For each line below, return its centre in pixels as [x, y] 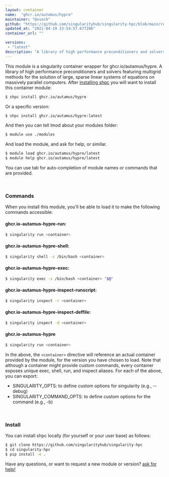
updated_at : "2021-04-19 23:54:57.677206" [50, 29]
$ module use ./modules [30, 135]
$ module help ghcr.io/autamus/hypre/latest [53, 158]
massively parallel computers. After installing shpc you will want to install [81, 82]
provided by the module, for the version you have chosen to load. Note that [83, 360]
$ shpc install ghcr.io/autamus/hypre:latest [54, 116]
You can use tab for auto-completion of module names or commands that [81, 168]
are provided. [19, 173]
